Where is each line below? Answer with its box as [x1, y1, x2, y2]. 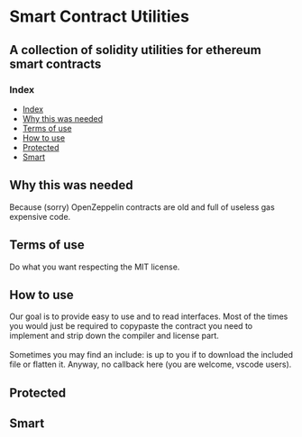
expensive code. [9, 211, 71, 222]
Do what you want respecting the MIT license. [9, 261, 180, 272]
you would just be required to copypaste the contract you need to [9, 321, 253, 332]
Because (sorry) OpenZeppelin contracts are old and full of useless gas [9, 201, 275, 213]
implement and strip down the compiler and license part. [9, 331, 219, 341]
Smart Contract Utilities [9, 6, 189, 27]
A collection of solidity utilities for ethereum [9, 42, 261, 58]
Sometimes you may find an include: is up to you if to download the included [9, 350, 294, 360]
